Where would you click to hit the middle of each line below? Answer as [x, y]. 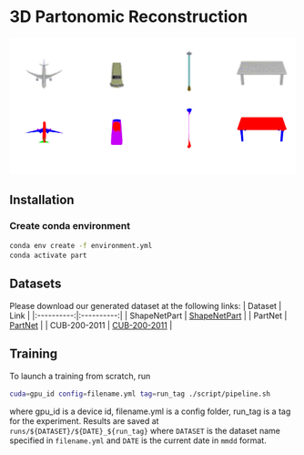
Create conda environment [70, 225]
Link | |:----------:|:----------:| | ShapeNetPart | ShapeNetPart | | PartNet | [148, 315]
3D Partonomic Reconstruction [129, 17]
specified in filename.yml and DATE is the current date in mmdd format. [138, 440]
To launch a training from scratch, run [80, 376]
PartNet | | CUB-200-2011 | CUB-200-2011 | [91, 325]
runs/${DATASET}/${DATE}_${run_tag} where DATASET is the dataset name [145, 430]
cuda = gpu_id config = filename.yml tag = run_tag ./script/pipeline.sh [140, 394]
